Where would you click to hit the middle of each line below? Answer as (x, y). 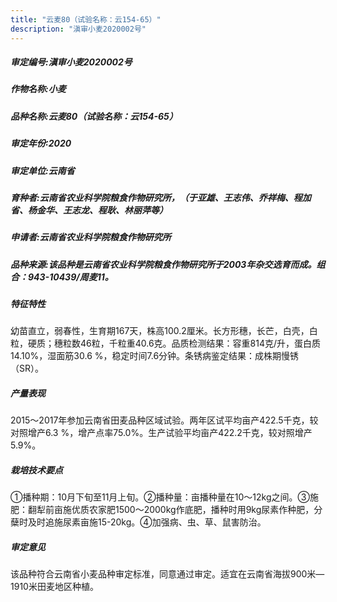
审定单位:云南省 (42, 170)
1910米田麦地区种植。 (54, 587)
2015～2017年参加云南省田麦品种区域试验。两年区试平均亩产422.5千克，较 (164, 420)
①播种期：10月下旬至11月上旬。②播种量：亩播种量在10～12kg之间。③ (160, 497)
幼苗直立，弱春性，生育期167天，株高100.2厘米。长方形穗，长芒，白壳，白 (164, 331)
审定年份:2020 (41, 143)
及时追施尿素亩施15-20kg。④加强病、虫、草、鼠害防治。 (147, 522)
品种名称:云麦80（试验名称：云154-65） (94, 116)
